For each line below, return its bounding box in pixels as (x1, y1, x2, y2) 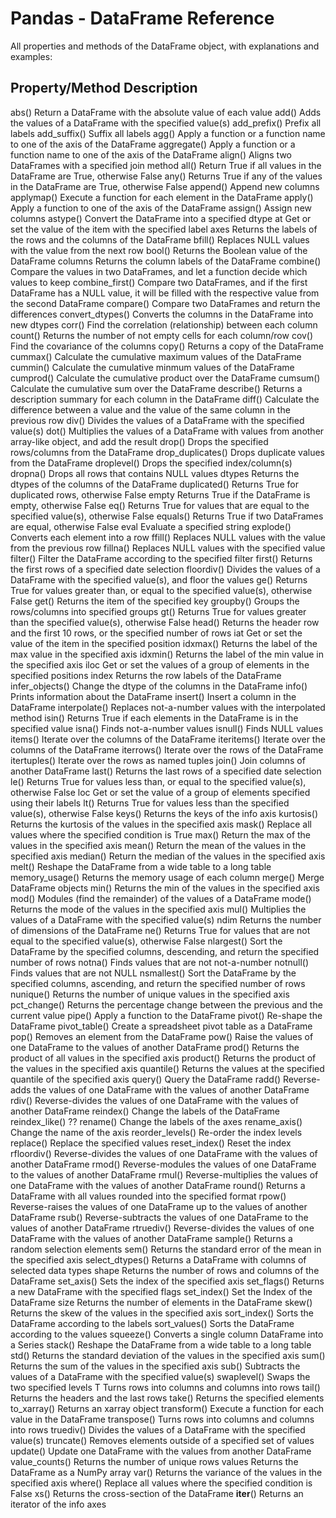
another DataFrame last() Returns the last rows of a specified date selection (10, 765, 322, 777)
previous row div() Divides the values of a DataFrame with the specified (10, 414, 305, 426)
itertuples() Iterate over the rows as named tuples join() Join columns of (10, 754, 306, 766)
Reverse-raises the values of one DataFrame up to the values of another (10, 1200, 308, 1212)
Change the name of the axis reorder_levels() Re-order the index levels (10, 1126, 303, 1138)
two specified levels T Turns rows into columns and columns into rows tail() (10, 1381, 321, 1393)
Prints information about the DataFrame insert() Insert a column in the (10, 690, 297, 702)
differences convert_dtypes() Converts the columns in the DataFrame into (10, 308, 314, 320)
